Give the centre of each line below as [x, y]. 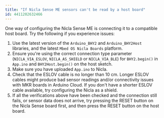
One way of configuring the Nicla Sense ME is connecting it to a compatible [81, 28]
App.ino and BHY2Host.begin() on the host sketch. [62, 64]
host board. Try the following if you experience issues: [60, 33]
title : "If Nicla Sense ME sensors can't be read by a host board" [75, 10]
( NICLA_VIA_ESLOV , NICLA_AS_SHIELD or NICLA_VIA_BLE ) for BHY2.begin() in [85, 59]
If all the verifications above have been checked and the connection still [85, 95]
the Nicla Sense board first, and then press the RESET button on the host [85, 106]
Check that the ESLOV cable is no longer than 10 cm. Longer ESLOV [81, 74]
